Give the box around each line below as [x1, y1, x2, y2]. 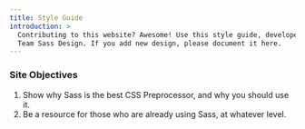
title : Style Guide [9, 13, 84, 23]
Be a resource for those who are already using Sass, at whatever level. [22, 108, 287, 119]
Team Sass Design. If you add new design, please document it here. [17, 38, 282, 48]
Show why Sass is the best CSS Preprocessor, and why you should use [22, 89, 290, 100]
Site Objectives [9, 69, 79, 82]
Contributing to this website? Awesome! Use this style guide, [17, 30, 261, 39]
